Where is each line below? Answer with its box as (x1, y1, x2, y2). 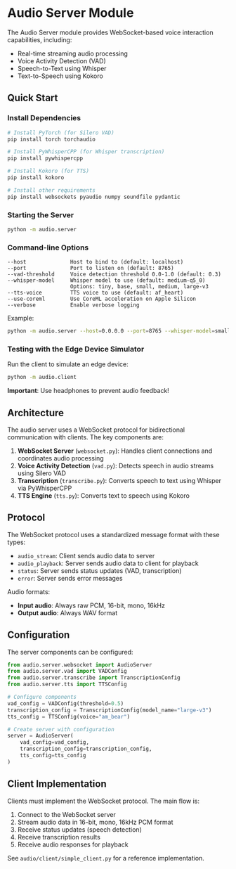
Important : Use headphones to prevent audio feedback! (7, 387, 170, 395)
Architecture (7, 406, 65, 419)
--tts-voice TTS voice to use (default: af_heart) (7, 290, 184, 297)
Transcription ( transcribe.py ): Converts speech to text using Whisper (17, 476, 222, 484)
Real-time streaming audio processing (17, 49, 129, 58)
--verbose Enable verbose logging (7, 302, 140, 309)
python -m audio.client (7, 374, 77, 381)
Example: (7, 314, 34, 323)
